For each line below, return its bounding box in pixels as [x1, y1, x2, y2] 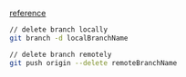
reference [9, 8, 46, 18]
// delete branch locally [9, 25, 108, 34]
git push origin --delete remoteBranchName [9, 58, 178, 67]
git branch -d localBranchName [9, 34, 129, 43]
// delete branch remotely [9, 50, 112, 59]
